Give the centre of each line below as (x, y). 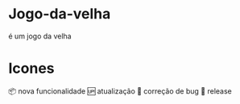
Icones (31, 68)
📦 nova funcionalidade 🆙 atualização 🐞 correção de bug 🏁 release (120, 91)
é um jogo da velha (40, 36)
